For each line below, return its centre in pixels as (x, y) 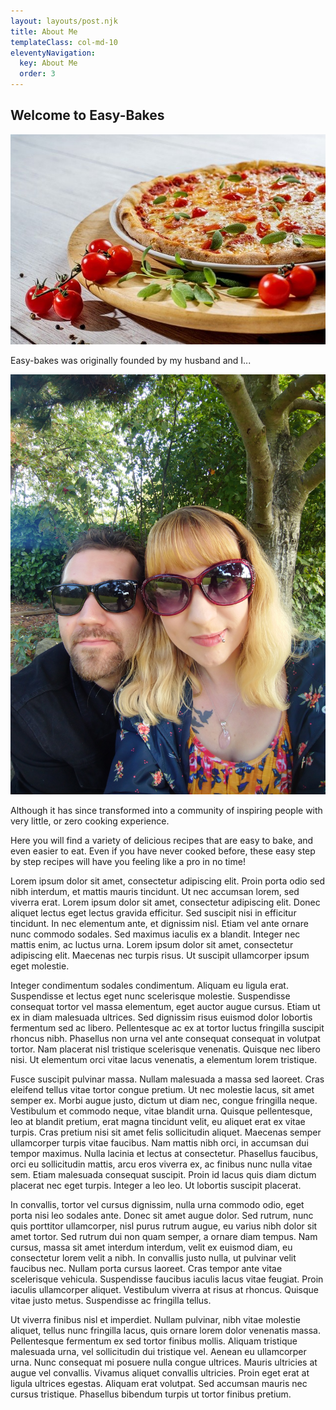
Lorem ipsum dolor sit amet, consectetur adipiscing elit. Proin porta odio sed (168, 881)
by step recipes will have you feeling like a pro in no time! (128, 862)
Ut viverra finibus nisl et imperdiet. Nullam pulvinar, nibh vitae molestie (155, 1320)
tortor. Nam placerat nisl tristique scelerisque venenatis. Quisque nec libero (165, 1049)
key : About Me (48, 63)
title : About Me (44, 31)
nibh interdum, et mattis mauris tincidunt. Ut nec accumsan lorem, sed (155, 892)
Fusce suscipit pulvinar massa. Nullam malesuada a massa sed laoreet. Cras (167, 1079)
